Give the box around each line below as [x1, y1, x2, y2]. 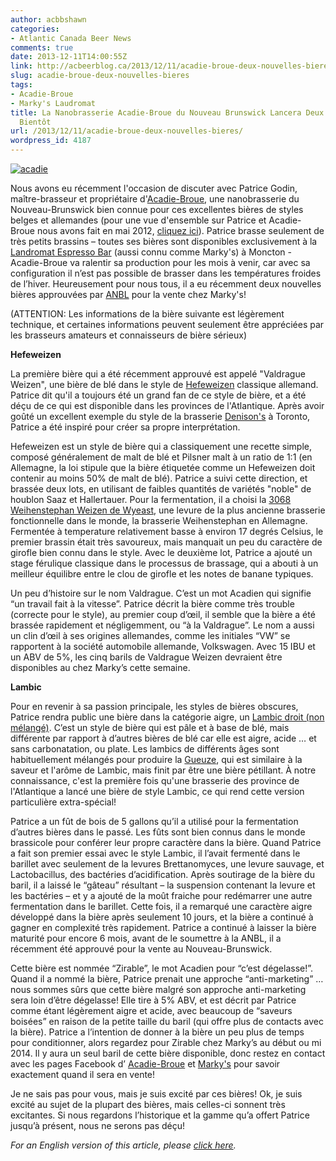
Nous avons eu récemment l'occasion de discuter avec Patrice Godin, [10, 182, 298, 194]
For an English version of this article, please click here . [10, 1139, 237, 1151]
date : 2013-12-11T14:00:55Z [10, 52, 128, 62]
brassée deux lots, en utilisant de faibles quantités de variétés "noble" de [10, 483, 312, 495]
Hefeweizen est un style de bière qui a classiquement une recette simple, [10, 441, 313, 452]
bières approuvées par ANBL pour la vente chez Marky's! [10, 289, 247, 300]
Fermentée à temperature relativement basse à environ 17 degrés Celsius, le [10, 526, 324, 537]
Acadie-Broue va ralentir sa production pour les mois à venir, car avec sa [10, 257, 311, 268]
